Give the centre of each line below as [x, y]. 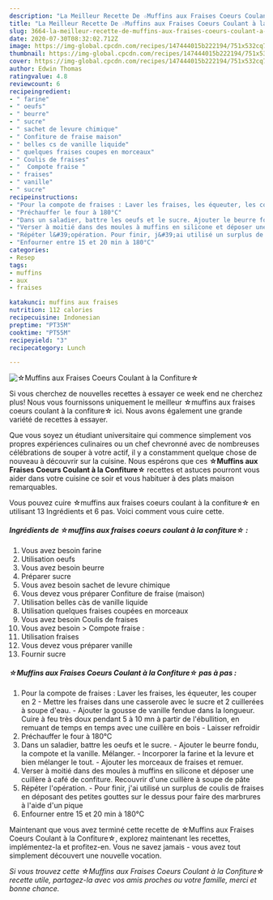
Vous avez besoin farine [61, 551]
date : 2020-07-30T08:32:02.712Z [64, 39]
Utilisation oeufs [48, 559]
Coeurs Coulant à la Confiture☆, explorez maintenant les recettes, [120, 838]
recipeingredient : [40, 91]
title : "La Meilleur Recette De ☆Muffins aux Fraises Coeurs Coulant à [132, 24]
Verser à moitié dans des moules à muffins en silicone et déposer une [137, 771]
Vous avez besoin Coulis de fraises [79, 620]
